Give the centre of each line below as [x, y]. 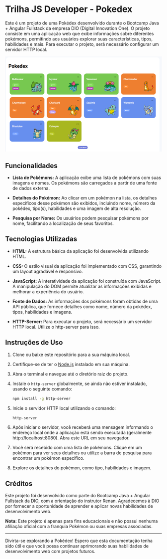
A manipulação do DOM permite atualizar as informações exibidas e [82, 286]
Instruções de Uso [34, 343]
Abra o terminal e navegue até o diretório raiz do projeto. [70, 374]
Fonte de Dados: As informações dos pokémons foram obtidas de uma [85, 301]
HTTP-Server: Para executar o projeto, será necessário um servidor [82, 321]
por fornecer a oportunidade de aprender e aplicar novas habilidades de [79, 506]
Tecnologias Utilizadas [41, 239]
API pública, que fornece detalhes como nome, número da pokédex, [82, 306]
